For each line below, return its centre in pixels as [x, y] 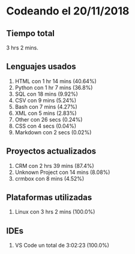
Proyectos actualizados [51, 151]
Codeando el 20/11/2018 [68, 11]
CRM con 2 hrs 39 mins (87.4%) [54, 166]
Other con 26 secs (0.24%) [49, 119]
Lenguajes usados [41, 67]
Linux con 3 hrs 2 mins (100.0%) [55, 212]
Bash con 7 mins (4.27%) [46, 107]
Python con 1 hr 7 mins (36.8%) [54, 87]
